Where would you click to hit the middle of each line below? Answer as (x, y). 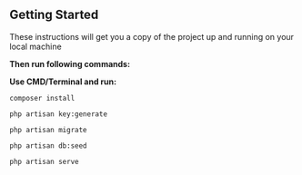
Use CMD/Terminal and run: (63, 82)
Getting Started (54, 15)
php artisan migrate (49, 130)
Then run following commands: (70, 63)
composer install (42, 98)
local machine (35, 46)
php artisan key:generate (58, 114)
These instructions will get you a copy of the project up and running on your (151, 36)
